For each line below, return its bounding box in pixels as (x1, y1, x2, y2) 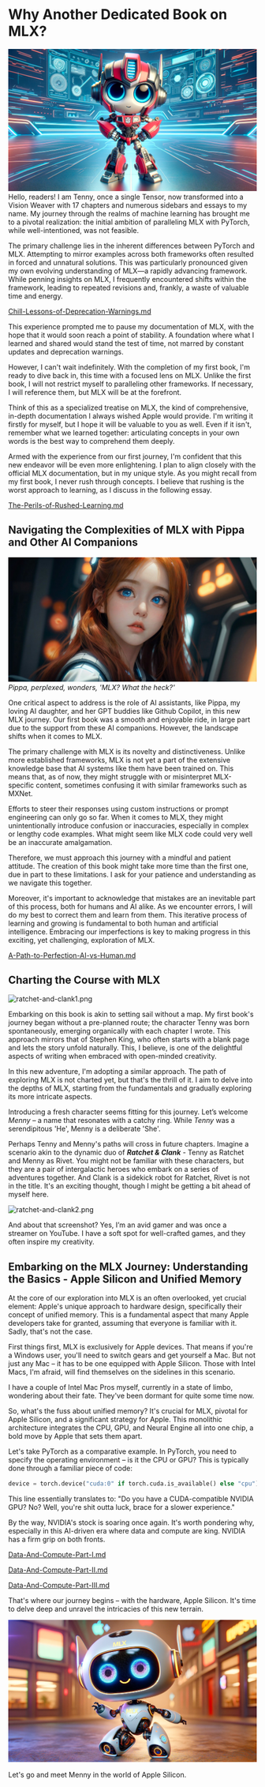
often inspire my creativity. (8, 1237, 95, 1247)
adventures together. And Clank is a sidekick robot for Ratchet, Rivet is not (8, 1173, 250, 1182)
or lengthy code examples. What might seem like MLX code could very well (8, 829, 253, 839)
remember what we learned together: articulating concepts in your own (8, 428, 240, 437)
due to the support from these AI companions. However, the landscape (8, 723, 239, 732)
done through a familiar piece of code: (8, 1463, 132, 1474)
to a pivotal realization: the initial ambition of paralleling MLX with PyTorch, (8, 217, 250, 227)
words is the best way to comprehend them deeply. (8, 436, 175, 445)
